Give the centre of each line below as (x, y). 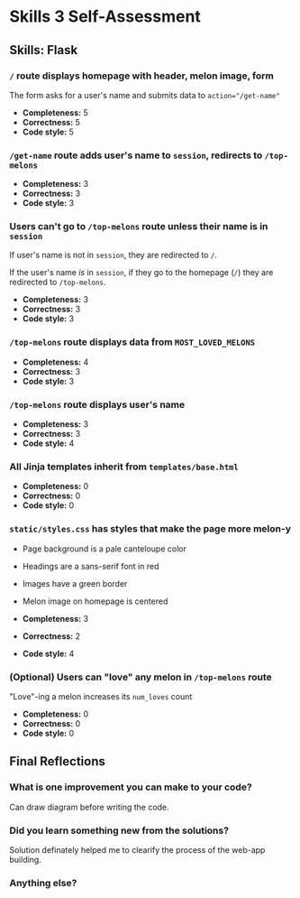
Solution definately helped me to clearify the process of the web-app (137, 849)
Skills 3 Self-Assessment (105, 17)
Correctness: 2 (51, 636)
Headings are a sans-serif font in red (91, 566)
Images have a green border (75, 583)
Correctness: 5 (51, 122)
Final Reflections (57, 761)
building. (26, 859)
